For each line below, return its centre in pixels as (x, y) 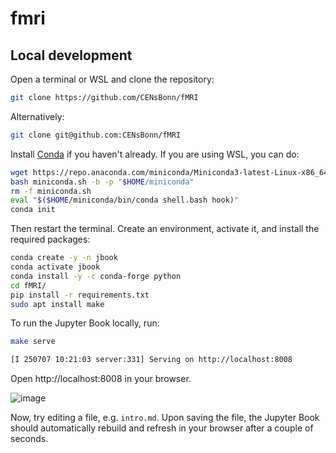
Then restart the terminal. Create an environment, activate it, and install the (165, 229)
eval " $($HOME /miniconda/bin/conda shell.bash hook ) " (125, 200)
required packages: (50, 239)
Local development (71, 55)
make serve (33, 342)
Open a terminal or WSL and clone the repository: (112, 79)
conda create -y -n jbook (64, 258)
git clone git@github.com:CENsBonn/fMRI (96, 135)
